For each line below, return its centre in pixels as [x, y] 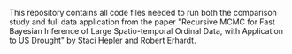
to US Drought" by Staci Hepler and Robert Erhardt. [103, 40]
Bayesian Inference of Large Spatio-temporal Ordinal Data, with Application [146, 31]
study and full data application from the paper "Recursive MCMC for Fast [142, 22]
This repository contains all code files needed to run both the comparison [143, 13]
